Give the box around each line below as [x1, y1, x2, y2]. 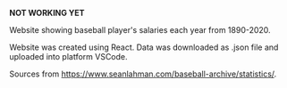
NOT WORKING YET [9, 8, 85, 18]
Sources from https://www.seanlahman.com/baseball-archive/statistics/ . [9, 68, 277, 79]
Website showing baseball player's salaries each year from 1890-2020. [9, 25, 271, 35]
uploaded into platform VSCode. [9, 52, 128, 61]
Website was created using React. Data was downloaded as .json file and [9, 42, 279, 52]
